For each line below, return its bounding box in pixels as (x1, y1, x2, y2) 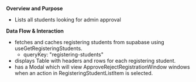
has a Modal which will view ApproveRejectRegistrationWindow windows (14, 63, 190, 70)
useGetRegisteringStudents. (14, 45, 83, 52)
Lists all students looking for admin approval (14, 16, 121, 23)
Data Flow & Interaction (6, 27, 64, 34)
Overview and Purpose (6, 5, 63, 12)
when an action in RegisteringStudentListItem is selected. (14, 70, 153, 76)
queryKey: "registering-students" (23, 51, 104, 58)
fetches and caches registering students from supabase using (14, 39, 165, 45)
